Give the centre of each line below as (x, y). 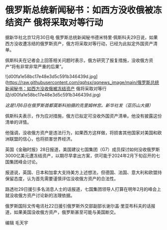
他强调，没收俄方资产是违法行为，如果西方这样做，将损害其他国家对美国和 (81, 133)
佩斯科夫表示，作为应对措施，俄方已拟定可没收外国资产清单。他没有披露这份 (83, 116)
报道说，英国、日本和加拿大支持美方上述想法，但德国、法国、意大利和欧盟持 (83, 172)
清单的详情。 (18, 122)
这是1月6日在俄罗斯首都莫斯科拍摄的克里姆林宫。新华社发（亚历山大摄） (79, 105)
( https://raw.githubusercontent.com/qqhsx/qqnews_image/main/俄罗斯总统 (82, 82)
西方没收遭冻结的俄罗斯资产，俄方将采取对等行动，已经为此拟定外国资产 (79, 43)
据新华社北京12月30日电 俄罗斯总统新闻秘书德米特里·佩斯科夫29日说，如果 (82, 37)
